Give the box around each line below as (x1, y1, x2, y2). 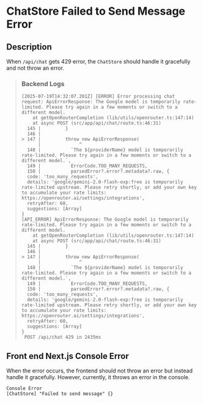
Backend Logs (21, 79, 65, 88)
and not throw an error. (6, 64, 64, 72)
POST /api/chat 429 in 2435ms (24, 335, 102, 341)
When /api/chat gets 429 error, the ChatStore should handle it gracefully (6, 58, 191, 65)
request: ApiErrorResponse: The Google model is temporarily (21, 99, 181, 105)
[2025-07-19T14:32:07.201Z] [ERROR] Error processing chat (21, 94, 175, 100)
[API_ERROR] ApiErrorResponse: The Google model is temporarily (21, 216, 189, 223)
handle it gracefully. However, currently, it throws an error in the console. (6, 374, 190, 381)
